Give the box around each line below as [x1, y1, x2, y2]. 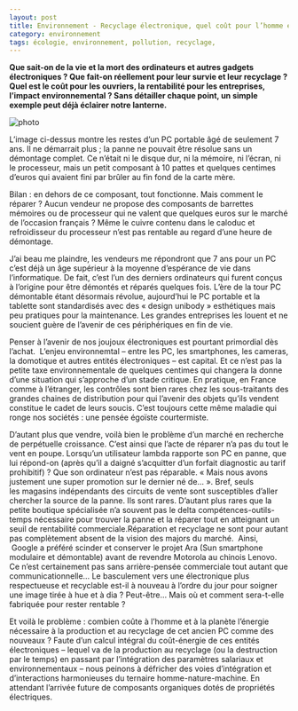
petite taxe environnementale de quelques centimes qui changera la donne [9, 365, 283, 375]
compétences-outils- [198, 505, 275, 516]
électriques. [9, 691, 53, 702]
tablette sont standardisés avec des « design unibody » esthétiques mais [9, 301, 276, 312]
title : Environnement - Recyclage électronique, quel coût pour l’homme [9, 21, 284, 30]
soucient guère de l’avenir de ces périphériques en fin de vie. [9, 320, 233, 330]
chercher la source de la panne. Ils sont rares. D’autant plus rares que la [9, 495, 272, 506]
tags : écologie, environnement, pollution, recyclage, [9, 37, 216, 47]
